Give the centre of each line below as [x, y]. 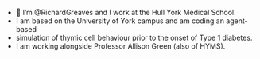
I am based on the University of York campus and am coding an [120, 21]
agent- [237, 21]
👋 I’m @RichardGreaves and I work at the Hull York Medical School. [126, 12]
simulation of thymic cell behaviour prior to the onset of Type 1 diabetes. [134, 37]
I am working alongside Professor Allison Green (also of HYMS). [120, 46]
